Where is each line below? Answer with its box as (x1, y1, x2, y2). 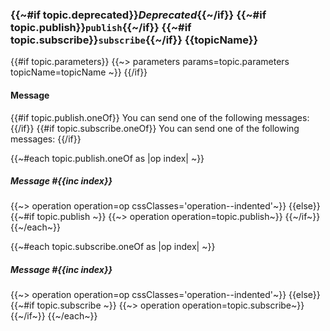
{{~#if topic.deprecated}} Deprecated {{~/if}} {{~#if (10, 8, 267, 22)
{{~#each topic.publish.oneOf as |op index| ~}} (10, 152, 205, 164)
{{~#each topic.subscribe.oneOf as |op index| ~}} (10, 241, 216, 253)
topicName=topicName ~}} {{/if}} (10, 66, 148, 78)
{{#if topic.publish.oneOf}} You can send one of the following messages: (10, 111, 310, 123)
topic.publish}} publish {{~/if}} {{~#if (10, 20, 192, 34)
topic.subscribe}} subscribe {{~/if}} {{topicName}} (10, 33, 259, 47)
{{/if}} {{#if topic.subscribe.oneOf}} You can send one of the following (10, 122, 300, 134)
